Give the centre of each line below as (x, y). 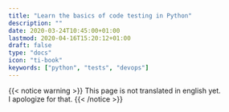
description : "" (35, 23)
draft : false (30, 46)
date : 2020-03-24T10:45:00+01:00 (64, 30)
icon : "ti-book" (35, 61)
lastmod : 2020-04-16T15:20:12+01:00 (70, 38)
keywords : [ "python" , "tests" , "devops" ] (79, 68)
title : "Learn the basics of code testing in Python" (100, 16)
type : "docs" (30, 53)
